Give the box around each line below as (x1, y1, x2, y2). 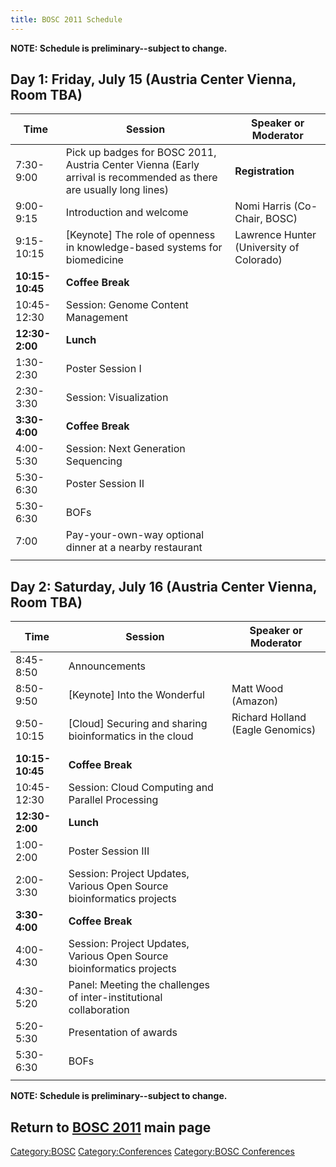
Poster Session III (68, 844, 150, 858)
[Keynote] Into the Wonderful (68, 688, 205, 702)
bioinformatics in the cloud (68, 729, 194, 743)
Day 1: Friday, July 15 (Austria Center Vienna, (10, 71, 297, 88)
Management (65, 311, 128, 325)
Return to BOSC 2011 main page (10, 1119, 212, 1136)
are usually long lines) (65, 183, 169, 197)
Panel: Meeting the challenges (68, 978, 210, 992)
